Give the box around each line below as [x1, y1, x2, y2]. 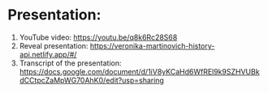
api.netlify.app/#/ [19, 49, 77, 59]
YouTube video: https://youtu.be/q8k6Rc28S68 [19, 32, 178, 42]
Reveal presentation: [19, 40, 89, 50]
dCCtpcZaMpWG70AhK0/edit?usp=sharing [19, 75, 164, 85]
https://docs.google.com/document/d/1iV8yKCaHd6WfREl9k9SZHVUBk [19, 66, 261, 76]
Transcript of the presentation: [19, 58, 122, 68]
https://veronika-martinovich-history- [89, 40, 215, 50]
